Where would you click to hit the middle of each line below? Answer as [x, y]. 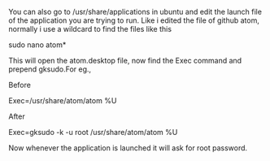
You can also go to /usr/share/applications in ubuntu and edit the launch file [135, 12]
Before [20, 85]
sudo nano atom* [37, 45]
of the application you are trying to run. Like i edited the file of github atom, [134, 20]
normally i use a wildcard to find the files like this [90, 29]
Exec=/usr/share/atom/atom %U [63, 100]
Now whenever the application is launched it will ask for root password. [128, 148]
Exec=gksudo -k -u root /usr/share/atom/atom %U [93, 132]
